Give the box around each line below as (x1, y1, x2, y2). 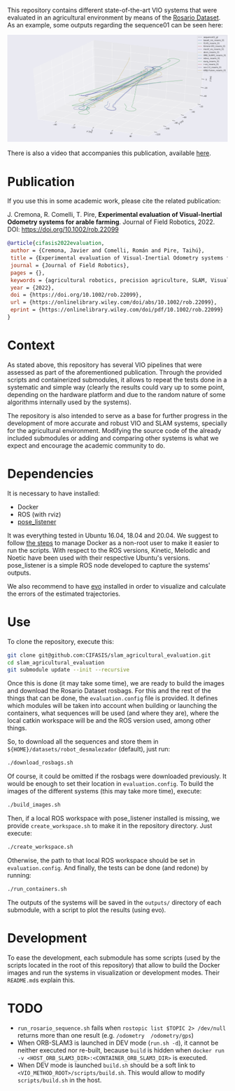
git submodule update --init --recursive (7, 667, 130, 674)
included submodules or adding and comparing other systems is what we (7, 434, 219, 442)
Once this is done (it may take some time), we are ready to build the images (7, 679, 225, 688)
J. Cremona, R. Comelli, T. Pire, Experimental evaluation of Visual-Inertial (7, 210, 222, 219)
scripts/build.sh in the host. (17, 1076, 102, 1084)
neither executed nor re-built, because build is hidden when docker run (17, 1045, 225, 1055)
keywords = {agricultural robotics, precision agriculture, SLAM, (10, 276, 208, 283)
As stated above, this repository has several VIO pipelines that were (7, 361, 203, 369)
